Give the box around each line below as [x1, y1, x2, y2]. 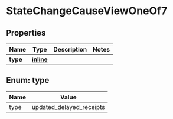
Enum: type [6, 75, 50, 85]
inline [31, 55, 48, 63]
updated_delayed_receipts [31, 102, 105, 111]
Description [53, 46, 87, 53]
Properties [6, 28, 46, 38]
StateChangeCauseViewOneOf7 [6, 4, 168, 18]
